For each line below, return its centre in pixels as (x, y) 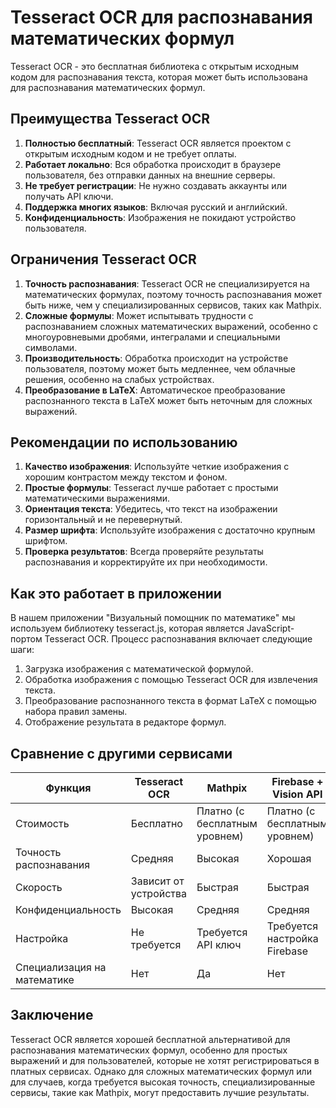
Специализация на (61, 967)
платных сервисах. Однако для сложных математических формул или (161, 1071)
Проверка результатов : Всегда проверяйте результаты (144, 552)
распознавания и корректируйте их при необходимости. (146, 562)
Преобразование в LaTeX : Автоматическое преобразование (155, 390)
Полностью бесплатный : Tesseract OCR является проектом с (158, 143)
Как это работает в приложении (116, 593)
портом (26, 639)
